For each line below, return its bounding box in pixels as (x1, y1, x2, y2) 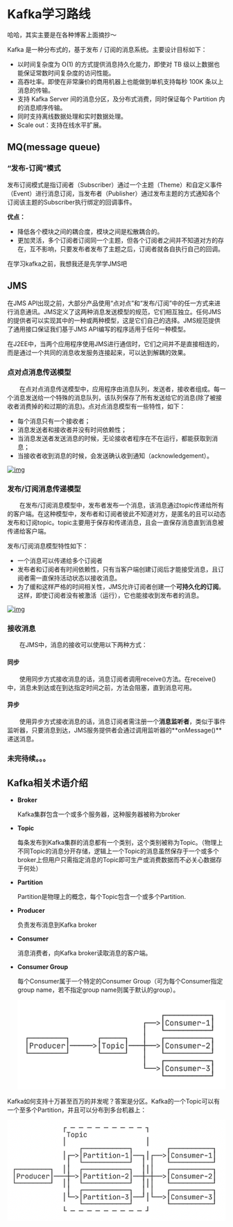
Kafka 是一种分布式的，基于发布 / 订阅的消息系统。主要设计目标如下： (7, 45, 207, 53)
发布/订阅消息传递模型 (7, 483, 81, 493)
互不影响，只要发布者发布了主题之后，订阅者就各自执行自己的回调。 (29, 244, 224, 253)
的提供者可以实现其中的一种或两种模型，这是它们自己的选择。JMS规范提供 (7, 316, 221, 325)
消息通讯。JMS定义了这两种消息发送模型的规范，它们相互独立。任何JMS (12, 308, 222, 316)
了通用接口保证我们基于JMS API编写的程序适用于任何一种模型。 (7, 325, 189, 334)
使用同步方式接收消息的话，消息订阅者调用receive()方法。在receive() (19, 674, 216, 683)
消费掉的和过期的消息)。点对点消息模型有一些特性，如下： (19, 402, 186, 410)
